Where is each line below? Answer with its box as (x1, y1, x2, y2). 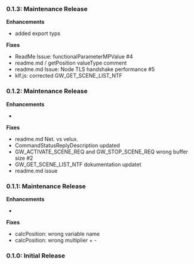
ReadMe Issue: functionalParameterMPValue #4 (14, 53, 133, 60)
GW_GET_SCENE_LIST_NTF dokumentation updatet (14, 161, 141, 168)
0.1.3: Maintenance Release (6, 5, 88, 13)
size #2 (14, 154, 33, 161)
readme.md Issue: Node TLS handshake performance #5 (14, 66, 155, 73)
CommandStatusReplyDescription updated (14, 142, 121, 149)
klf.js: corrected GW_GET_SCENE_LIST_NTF (14, 72, 122, 79)
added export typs (14, 30, 61, 37)
